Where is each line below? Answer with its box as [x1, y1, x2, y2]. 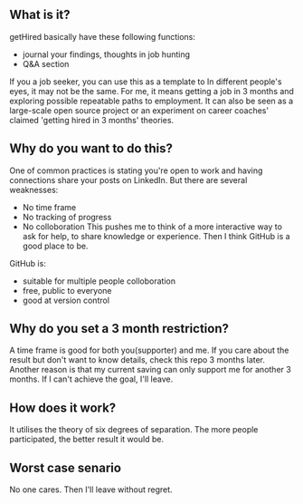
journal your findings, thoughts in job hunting [22, 49, 191, 60]
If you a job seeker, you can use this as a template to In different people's [9, 76, 282, 87]
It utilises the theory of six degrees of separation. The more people [9, 424, 259, 435]
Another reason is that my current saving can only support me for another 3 [9, 364, 291, 375]
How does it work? [9, 400, 117, 415]
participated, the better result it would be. [9, 434, 165, 445]
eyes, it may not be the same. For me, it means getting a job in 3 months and [9, 85, 294, 96]
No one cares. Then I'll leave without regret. [9, 484, 174, 495]
